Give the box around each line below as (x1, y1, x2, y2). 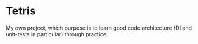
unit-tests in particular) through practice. (5, 30, 108, 37)
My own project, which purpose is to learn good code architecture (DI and (5, 24, 193, 31)
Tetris (5, 4, 36, 18)
